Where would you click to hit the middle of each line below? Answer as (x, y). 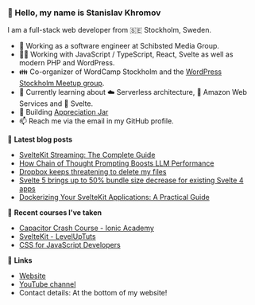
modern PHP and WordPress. (67, 63)
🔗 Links (20, 260)
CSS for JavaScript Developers (70, 245)
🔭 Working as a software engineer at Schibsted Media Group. (119, 46)
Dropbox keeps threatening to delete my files (93, 172)
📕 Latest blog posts (40, 139)
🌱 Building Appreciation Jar (64, 112)
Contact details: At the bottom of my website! (93, 293)
